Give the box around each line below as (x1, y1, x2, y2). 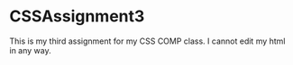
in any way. (9, 45, 51, 55)
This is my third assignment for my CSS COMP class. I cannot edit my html (9, 36, 286, 46)
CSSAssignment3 (9, 6, 145, 27)
